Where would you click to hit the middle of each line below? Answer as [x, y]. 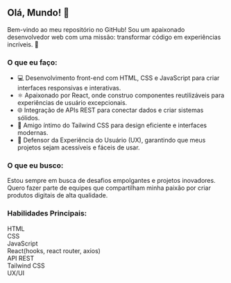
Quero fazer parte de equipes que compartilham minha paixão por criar [109, 188]
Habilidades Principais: [47, 213]
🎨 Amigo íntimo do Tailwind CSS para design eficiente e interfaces [112, 125]
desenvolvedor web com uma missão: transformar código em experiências [114, 37]
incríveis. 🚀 [23, 44]
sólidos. [28, 118]
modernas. [33, 133]
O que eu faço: [32, 62]
